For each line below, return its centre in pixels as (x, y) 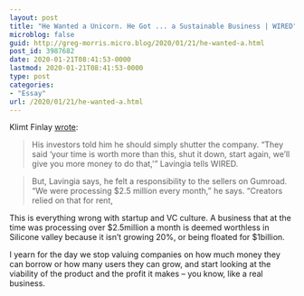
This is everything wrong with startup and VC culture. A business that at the (150, 218)
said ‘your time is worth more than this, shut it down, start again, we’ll (161, 154)
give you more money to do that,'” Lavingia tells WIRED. (135, 164)
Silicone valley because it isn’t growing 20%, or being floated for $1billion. (147, 237)
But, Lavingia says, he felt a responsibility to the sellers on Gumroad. (159, 181)
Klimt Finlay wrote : (44, 127)
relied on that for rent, (72, 200)
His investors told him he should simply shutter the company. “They (157, 144)
